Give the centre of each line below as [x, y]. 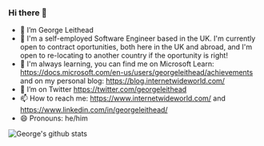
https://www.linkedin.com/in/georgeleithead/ [94, 110]
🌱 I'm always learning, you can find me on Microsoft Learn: [117, 64]
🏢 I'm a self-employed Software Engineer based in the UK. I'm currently [138, 38]
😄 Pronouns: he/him [54, 118]
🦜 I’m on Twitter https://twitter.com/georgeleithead [103, 89]
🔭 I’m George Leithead [57, 30]
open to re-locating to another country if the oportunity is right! [124, 56]
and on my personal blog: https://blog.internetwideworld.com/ [122, 81]
